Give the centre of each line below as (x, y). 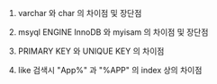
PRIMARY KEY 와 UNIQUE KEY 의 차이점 (91, 51)
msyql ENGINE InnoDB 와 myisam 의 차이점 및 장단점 (113, 32)
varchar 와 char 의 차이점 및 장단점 (80, 13)
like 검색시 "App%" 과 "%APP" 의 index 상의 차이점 (110, 70)
